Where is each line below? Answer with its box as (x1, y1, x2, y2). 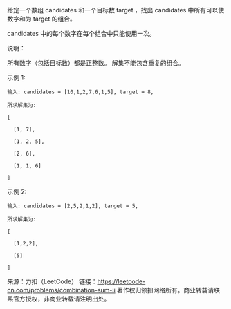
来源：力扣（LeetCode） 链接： (7, 277, 98, 285)
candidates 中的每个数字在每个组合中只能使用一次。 (7, 30, 156, 37)
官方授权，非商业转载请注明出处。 (12, 294, 111, 303)
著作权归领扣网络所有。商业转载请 (116, 286, 214, 294)
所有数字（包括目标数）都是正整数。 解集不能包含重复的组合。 (7, 59, 185, 67)
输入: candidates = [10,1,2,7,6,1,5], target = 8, (7, 88, 154, 95)
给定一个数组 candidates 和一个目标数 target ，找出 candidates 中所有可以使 (7, 6, 225, 14)
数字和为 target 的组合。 (7, 15, 76, 23)
